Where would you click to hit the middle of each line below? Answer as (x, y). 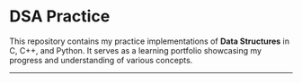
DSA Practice (60, 17)
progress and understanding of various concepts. (101, 60)
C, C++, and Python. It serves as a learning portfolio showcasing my (136, 50)
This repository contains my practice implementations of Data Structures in (150, 41)
